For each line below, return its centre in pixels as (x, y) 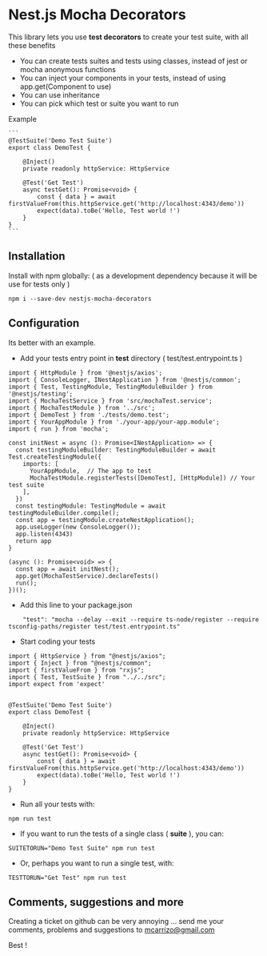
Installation (37, 257)
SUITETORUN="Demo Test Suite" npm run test (82, 848)
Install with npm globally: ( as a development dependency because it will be (133, 275)
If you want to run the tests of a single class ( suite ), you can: (122, 833)
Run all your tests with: (57, 804)
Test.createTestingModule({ (55, 457)
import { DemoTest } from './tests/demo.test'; (89, 415)
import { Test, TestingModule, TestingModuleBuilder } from (111, 387)
